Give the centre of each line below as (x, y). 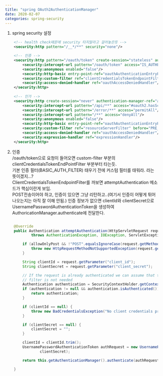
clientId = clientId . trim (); (52, 343)
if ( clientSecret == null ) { (52, 325)
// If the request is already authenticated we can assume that (89, 275)
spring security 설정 (32, 33)
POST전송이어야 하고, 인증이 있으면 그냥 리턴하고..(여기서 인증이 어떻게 (79, 194)
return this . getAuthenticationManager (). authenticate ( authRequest (91, 360)
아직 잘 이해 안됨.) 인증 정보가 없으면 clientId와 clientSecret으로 (94, 200)
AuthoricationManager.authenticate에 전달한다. (58, 213)
